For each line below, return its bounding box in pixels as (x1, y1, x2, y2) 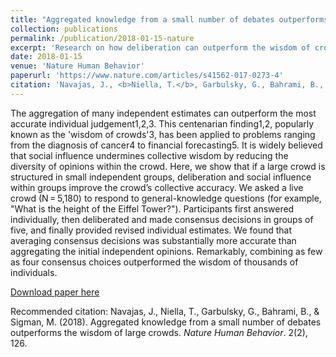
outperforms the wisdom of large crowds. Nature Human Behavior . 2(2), (10, 326, 308, 338)
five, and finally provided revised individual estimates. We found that (10, 224, 293, 236)
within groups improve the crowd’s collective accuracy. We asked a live (10, 181, 304, 193)
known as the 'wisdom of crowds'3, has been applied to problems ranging (10, 128, 316, 140)
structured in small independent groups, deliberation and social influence (10, 171, 312, 183)
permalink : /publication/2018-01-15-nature (10, 33, 195, 43)
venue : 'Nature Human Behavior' (10, 61, 145, 71)
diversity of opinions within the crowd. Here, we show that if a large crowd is (10, 160, 326, 172)
